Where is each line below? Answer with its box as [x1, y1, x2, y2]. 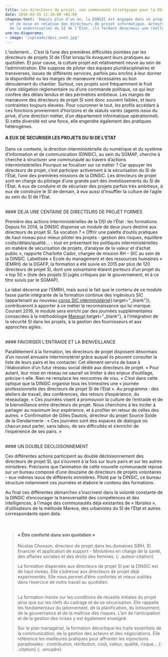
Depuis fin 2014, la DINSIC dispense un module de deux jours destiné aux [5, 224, 157, 230]
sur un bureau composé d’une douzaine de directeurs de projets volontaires [5, 469, 161, 475]
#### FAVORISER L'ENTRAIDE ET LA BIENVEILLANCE [5, 339, 116, 345]
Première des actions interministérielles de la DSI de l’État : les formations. [5, 219, 158, 225]
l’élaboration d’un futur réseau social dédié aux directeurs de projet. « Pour [5, 365, 159, 371]
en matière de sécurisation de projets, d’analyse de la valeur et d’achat [5, 245, 151, 251]
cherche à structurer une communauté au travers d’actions [5, 157, 126, 163]
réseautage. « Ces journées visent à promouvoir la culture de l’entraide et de [5, 396, 163, 403]
